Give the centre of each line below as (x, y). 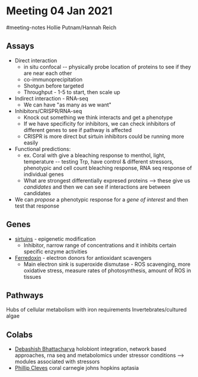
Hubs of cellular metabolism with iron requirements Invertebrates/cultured (96, 310)
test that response (37, 206)
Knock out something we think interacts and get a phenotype (98, 117)
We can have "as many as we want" (67, 105)
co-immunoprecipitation (53, 79)
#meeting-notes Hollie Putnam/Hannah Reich (61, 27)
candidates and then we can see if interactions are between (97, 187)
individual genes (44, 174)
